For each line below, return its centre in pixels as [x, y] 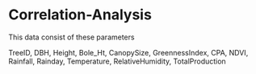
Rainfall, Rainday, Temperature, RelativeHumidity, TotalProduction [117, 61]
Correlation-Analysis [80, 15]
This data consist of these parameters [71, 37]
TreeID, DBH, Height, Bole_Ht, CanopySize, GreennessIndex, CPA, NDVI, [128, 52]
